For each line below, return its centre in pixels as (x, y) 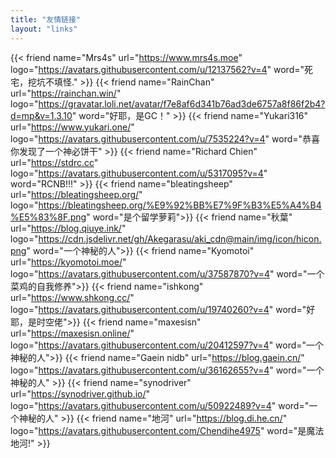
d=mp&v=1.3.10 (41, 115)
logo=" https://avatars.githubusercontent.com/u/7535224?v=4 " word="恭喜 (165, 138)
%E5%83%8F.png (48, 217)
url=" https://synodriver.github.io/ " (80, 393)
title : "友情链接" (46, 19)
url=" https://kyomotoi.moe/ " (68, 262)
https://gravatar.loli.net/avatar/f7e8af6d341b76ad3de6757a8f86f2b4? (182, 103)
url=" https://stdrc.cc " (54, 162)
